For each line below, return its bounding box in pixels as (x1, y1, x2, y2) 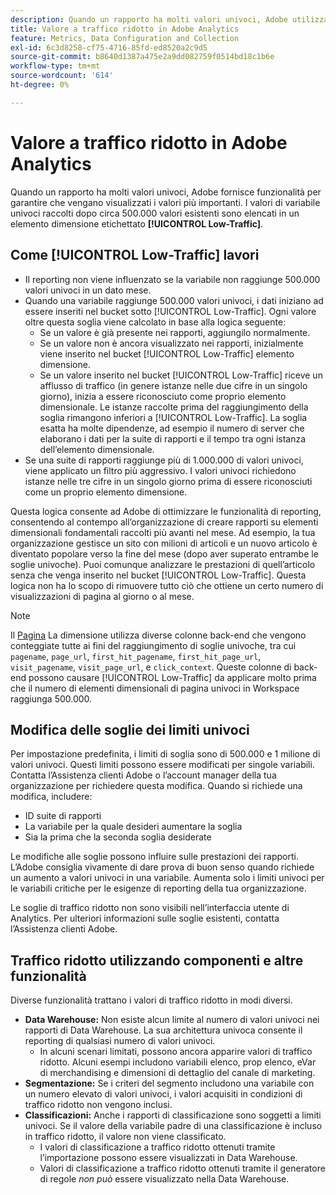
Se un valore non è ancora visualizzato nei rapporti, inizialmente (39, 337, 304, 349)
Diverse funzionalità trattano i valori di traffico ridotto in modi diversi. (10, 994, 293, 1006)
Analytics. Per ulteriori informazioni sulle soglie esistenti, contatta (10, 912, 280, 925)
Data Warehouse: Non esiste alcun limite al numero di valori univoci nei (24, 1014, 320, 1026)
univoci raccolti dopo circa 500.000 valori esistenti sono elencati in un (10, 207, 300, 219)
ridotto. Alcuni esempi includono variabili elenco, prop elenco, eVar (39, 1056, 317, 1068)
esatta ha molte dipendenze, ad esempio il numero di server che (39, 422, 305, 434)
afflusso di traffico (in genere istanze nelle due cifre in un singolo (39, 379, 308, 391)
